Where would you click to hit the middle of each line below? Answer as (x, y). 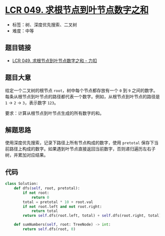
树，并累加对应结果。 (27, 155)
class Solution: (22, 184)
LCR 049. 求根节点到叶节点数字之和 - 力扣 (55, 60)
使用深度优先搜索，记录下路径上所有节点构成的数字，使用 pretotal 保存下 (80, 143)
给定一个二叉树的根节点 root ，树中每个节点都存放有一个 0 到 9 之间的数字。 (82, 90)
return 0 (40, 197)
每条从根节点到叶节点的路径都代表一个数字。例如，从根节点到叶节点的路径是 (82, 96)
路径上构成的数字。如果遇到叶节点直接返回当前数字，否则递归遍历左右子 (82, 149)
